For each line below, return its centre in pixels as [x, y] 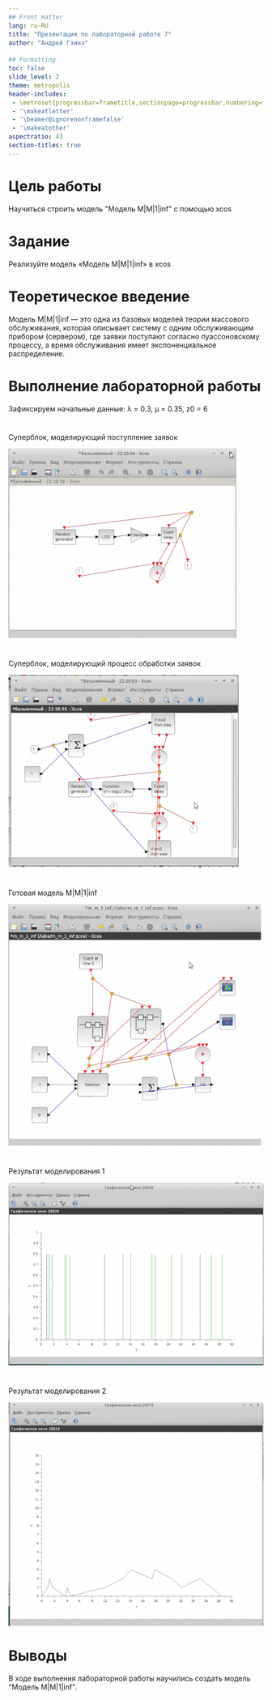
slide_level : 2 [34, 77]
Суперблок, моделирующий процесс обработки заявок [105, 663]
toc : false [27, 69]
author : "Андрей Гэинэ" [49, 43]
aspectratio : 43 [36, 137]
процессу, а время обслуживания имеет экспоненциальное [113, 345]
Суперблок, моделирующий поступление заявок [93, 437]
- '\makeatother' [41, 128]
